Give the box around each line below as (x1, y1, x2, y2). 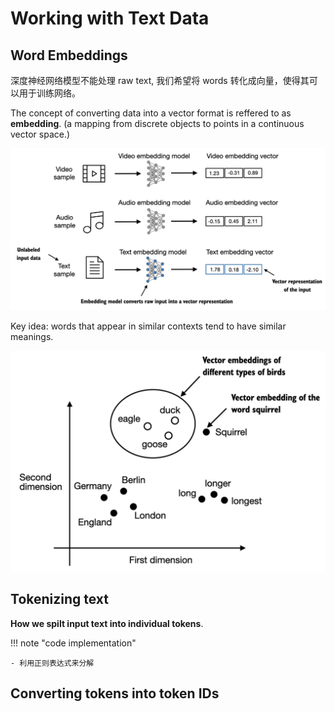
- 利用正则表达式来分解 (10, 658, 95, 668)
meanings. (10, 331, 54, 343)
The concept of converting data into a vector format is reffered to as (10, 107, 292, 119)
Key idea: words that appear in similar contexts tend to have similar (10, 320, 287, 332)
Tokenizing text (10, 591, 110, 608)
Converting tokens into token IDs (10, 685, 220, 702)
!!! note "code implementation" (10, 637, 137, 649)
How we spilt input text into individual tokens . (10, 617, 204, 629)
